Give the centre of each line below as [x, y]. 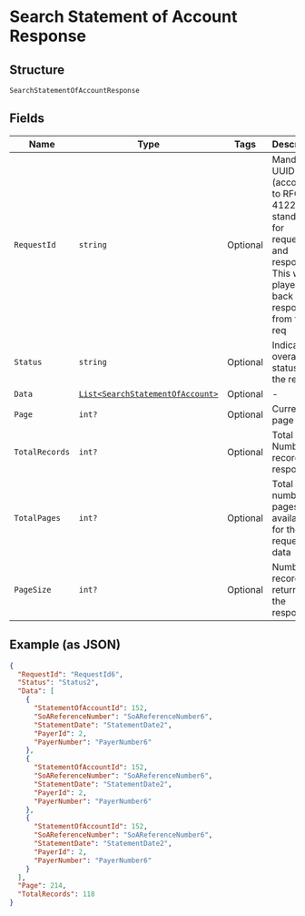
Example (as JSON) [65, 645]
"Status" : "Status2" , [59, 683]
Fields [27, 119]
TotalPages [37, 518]
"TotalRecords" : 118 [56, 894]
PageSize [33, 590]
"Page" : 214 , [42, 886]
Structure [37, 70]
